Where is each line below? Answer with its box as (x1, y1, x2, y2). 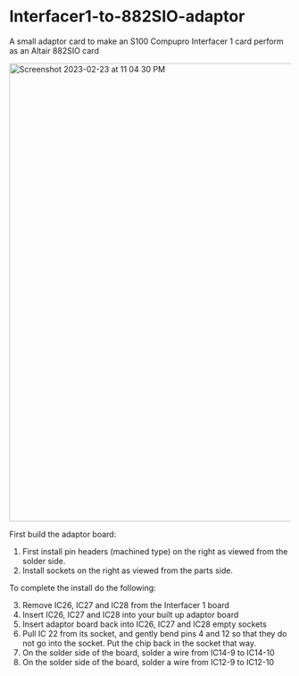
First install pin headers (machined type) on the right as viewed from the (21, 545, 288, 556)
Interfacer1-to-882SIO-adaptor (9, 6, 245, 27)
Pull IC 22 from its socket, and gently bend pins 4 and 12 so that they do (21, 628, 287, 638)
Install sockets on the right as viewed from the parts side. (21, 565, 234, 576)
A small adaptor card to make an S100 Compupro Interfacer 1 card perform (9, 36, 284, 46)
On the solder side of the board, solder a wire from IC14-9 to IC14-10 (21, 646, 275, 658)
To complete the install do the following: (9, 582, 156, 593)
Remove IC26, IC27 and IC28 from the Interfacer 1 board (21, 599, 229, 610)
